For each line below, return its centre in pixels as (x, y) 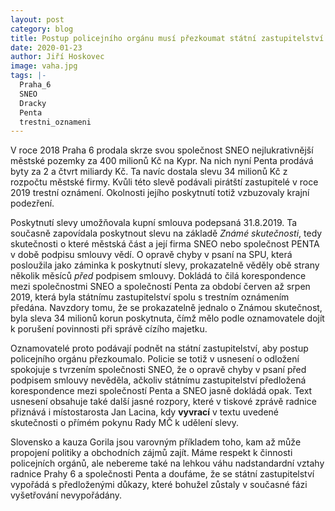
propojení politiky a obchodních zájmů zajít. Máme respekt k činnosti (151, 453)
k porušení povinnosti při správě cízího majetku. (109, 329)
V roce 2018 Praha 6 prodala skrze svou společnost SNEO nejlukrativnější (162, 150)
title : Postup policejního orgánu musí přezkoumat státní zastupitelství (167, 38)
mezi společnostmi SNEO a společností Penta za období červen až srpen (160, 287)
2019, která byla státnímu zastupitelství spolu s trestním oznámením (150, 297)
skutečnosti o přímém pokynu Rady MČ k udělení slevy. (124, 423)
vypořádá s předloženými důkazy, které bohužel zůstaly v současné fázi (159, 485)
